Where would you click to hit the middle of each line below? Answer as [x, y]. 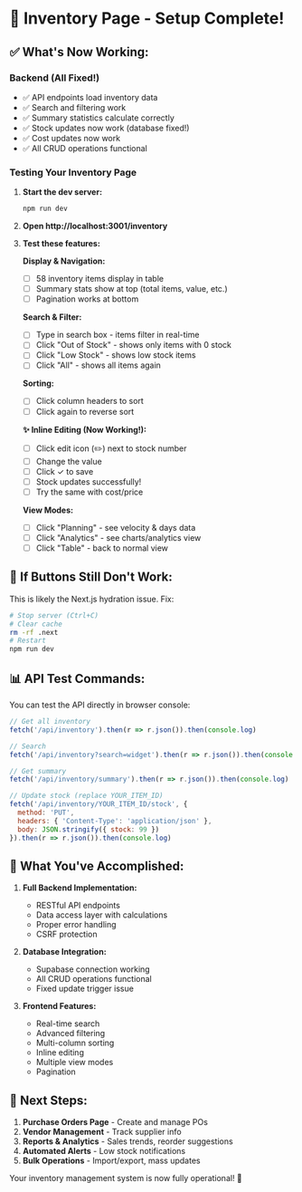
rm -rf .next [34, 632]
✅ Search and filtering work [74, 107]
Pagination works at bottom [87, 299]
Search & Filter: [52, 317]
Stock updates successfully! [89, 481]
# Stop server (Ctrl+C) [54, 615]
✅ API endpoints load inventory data [90, 97]
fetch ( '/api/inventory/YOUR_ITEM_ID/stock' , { [99, 804]
